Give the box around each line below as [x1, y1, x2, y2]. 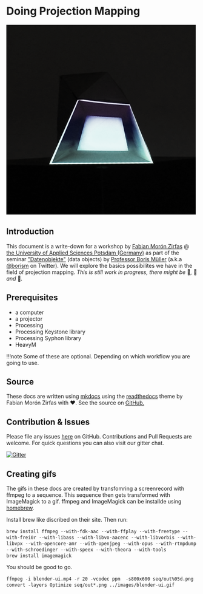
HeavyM [15, 341, 36, 348]
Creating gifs [6, 469, 56, 479]
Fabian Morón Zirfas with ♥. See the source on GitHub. [6, 399, 144, 406]
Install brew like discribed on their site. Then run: [6, 516, 128, 523]
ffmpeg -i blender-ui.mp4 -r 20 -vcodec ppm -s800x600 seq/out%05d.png [6, 576, 194, 582]
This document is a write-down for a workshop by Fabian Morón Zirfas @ [6, 242, 190, 250]
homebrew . [6, 504, 35, 511]
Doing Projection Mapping [6, 4, 141, 18]
